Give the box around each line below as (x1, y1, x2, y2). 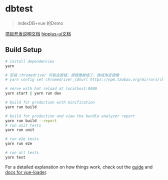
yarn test (5, 154, 26, 160)
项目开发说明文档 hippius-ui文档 (5, 30, 71, 36)
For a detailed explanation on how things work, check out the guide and (5, 163, 153, 170)
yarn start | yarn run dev (5, 91, 61, 96)
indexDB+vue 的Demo (17, 20, 63, 26)
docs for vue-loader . (5, 169, 47, 175)
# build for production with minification (5, 100, 95, 105)
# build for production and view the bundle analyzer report (5, 113, 135, 118)
